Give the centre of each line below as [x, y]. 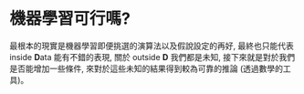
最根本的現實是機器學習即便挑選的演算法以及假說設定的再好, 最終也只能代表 [152, 46]
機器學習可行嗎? [70, 19]
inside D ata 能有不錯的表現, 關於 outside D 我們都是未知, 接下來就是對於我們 [152, 57]
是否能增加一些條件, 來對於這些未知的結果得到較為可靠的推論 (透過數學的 [147, 68]
